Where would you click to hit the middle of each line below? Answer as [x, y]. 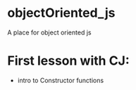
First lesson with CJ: [69, 61]
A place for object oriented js [49, 32]
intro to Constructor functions [61, 80]
